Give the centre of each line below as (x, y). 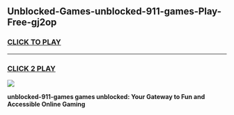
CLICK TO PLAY (34, 43)
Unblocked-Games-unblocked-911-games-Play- (114, 11)
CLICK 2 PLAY (31, 68)
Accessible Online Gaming (46, 104)
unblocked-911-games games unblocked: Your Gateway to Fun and (106, 96)
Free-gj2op (32, 23)
